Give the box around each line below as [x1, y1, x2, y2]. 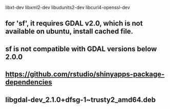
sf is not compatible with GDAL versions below [5, 45, 157, 53]
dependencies [5, 78, 52, 86]
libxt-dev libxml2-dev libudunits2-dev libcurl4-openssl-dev [5, 5, 131, 10]
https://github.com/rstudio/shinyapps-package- [5, 70, 165, 79]
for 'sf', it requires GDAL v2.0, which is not [5, 19, 143, 28]
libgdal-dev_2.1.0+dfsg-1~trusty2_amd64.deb [5, 95, 156, 104]
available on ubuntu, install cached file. [5, 27, 134, 36]
